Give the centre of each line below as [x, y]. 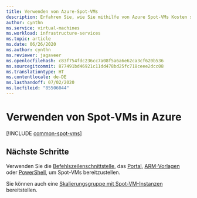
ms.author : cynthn [28, 50]
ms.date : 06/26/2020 [31, 45]
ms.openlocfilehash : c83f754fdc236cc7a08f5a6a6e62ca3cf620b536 [85, 61]
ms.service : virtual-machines [43, 28]
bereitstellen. [22, 190]
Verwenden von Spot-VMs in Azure [94, 117]
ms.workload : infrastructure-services [53, 33]
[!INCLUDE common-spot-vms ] [44, 133]
